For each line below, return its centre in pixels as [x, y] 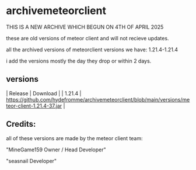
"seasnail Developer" [32, 161]
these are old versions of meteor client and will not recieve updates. [87, 38]
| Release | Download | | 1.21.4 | [44, 93]
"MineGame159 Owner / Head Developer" [56, 150]
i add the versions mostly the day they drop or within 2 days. [79, 61]
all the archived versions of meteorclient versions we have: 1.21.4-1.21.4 [92, 49]
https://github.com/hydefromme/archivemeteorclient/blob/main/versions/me [98, 99]
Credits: [21, 124]
